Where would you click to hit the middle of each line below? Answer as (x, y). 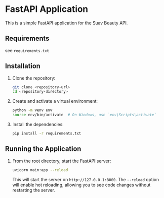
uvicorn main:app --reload (40, 170)
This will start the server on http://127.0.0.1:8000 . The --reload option (85, 179)
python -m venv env (32, 110)
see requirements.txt (27, 50)
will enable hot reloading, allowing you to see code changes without (81, 185)
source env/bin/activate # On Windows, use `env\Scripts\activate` (84, 115)
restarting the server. (34, 190)
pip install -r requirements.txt (47, 133)
